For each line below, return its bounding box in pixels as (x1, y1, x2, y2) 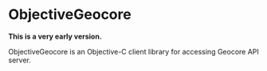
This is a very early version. (8, 32, 102, 41)
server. (8, 55, 32, 65)
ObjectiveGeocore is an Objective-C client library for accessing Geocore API (8, 47, 259, 56)
